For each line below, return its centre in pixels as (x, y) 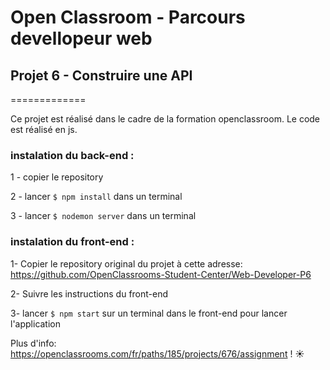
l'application (36, 323)
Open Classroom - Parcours (128, 17)
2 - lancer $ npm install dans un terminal (96, 197)
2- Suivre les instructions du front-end (89, 293)
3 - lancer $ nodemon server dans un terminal (103, 216)
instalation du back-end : (72, 155)
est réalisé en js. (44, 129)
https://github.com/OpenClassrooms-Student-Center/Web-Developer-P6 (161, 274)
